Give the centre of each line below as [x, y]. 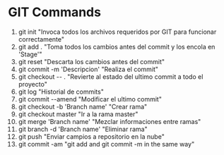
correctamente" [41, 39]
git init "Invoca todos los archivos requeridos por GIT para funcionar [117, 32]
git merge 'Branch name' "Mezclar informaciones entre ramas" [110, 121]
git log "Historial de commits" [61, 92]
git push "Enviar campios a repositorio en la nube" [91, 136]
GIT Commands [55, 12]
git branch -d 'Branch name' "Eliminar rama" [83, 129]
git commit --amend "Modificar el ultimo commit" [90, 99]
